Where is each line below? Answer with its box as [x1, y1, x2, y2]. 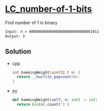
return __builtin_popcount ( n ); [17, 75, 81, 80]
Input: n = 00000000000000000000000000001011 [5, 29, 99, 34]
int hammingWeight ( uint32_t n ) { [12, 70, 81, 75]
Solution [5, 48, 31, 56]
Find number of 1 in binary [5, 20, 58, 26]
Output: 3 [5, 33, 25, 39]
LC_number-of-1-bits [5, 3, 92, 15]
